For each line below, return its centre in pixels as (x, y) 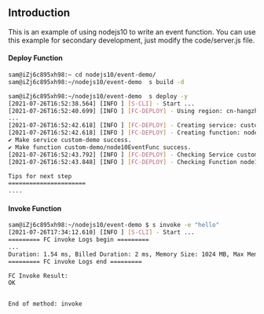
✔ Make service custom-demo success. (70, 141)
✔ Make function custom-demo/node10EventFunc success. (100, 147)
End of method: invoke (45, 304)
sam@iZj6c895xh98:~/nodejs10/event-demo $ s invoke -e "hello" (114, 225)
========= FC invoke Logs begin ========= (79, 240)
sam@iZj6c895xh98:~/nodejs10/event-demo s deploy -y (98, 96)
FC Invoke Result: (38, 276)
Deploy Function (35, 58)
